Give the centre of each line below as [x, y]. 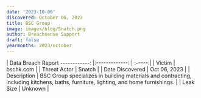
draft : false [23, 40]
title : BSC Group [28, 23]
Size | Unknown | [28, 88]
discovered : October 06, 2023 [45, 18]
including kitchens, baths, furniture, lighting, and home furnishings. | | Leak [100, 82]
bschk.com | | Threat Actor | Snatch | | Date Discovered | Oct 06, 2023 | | [98, 69]
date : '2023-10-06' [31, 12]
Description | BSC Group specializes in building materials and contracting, [99, 76]
